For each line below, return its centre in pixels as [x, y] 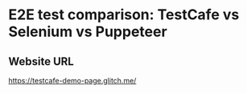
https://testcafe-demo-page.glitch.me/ [72, 81]
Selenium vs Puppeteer [88, 32]
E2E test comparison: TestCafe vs [124, 15]
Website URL [41, 61]
